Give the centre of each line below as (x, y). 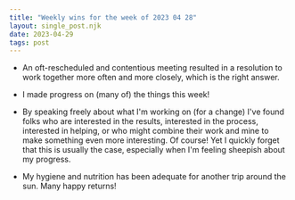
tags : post (29, 42)
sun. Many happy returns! (70, 186)
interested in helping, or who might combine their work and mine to (145, 131)
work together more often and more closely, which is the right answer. (151, 78)
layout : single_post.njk (55, 26)
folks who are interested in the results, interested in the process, (140, 121)
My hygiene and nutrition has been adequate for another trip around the (154, 177)
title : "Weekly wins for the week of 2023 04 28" (103, 17)
